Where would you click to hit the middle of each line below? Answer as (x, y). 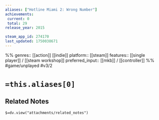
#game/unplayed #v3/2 (29, 65)
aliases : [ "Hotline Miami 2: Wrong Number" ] (51, 10)
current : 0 (18, 19)
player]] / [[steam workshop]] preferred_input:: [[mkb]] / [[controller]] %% (80, 60)
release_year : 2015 (25, 28)
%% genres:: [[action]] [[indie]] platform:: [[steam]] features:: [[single (75, 55)
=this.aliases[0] (40, 84)
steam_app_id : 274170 (27, 37)
